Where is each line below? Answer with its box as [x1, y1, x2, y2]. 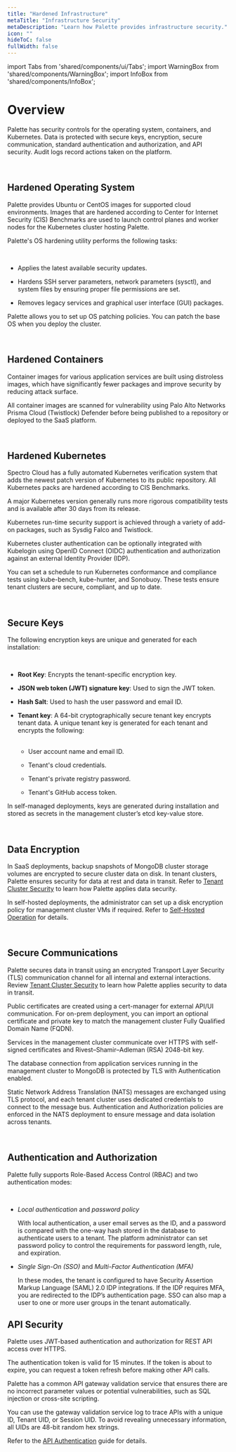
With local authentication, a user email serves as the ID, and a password [17, 1218, 226, 1227]
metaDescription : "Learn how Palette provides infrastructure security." [7, 23, 228, 30]
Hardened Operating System [7, 182, 135, 194]
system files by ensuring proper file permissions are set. [17, 284, 181, 293]
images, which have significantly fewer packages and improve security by [7, 379, 221, 388]
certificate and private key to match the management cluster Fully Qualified [7, 1016, 225, 1025]
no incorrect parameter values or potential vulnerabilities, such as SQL [7, 1387, 211, 1396]
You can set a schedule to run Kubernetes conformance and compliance [7, 568, 217, 576]
